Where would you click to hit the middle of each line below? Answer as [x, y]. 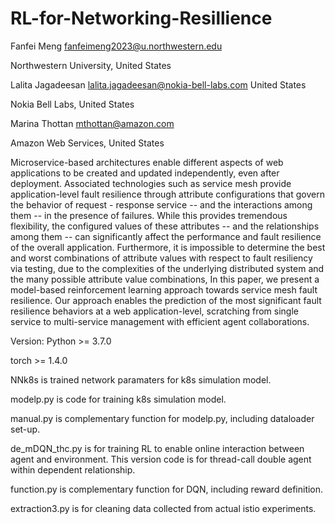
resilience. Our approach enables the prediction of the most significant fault [166, 300]
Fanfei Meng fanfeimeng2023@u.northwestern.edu [116, 46]
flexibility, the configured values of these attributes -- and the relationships [165, 226]
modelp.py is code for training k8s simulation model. [118, 399]
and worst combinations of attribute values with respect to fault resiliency [161, 258]
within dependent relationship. [73, 469]
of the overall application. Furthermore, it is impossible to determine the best [168, 247]
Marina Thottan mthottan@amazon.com [92, 123]
